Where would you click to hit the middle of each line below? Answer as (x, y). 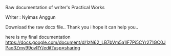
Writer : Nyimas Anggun (30, 17)
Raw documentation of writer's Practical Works (55, 7)
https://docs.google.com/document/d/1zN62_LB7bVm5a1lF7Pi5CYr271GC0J (85, 42)
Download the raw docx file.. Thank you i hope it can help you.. (72, 27)
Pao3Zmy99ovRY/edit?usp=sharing (43, 48)
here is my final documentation (38, 37)
